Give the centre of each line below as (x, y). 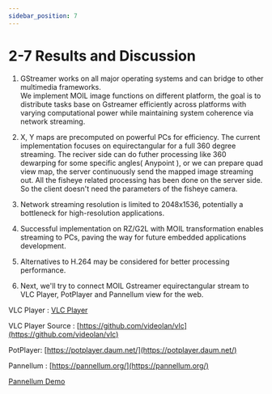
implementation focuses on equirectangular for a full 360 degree (128, 146)
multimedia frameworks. (60, 87)
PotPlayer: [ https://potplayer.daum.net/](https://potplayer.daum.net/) (123, 350)
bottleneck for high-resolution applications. (92, 213)
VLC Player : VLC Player (48, 310)
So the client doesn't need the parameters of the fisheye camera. (129, 189)
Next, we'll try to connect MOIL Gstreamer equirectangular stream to (134, 286)
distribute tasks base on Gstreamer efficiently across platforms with (133, 104)
